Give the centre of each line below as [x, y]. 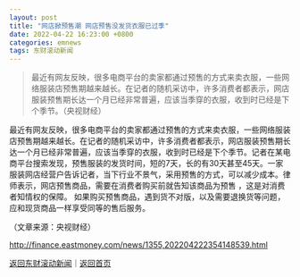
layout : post [33, 17]
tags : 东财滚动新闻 [42, 51]
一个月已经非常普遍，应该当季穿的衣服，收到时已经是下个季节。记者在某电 [154, 152]
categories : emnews [46, 42]
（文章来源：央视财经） [52, 227]
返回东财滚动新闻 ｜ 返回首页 [60, 264]
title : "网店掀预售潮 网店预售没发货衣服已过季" [89, 26]
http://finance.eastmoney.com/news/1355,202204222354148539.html [138, 245]
